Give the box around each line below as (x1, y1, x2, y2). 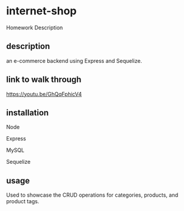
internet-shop (6, 4, 77, 18)
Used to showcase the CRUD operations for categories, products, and (6, 191, 179, 198)
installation (6, 108, 49, 118)
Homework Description (6, 24, 63, 31)
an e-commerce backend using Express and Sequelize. (6, 57, 142, 64)
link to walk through (6, 75, 82, 85)
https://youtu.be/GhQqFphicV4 (6, 90, 82, 97)
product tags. (6, 198, 39, 205)
